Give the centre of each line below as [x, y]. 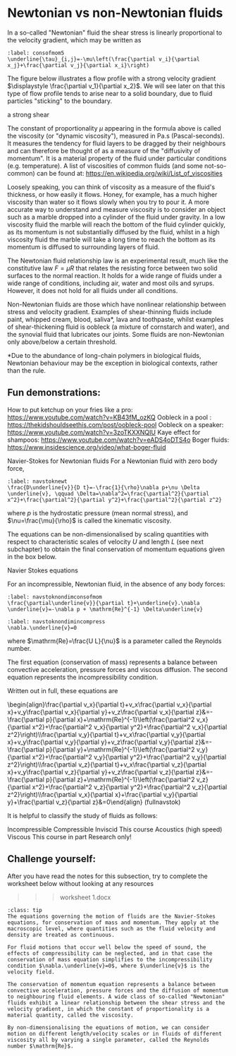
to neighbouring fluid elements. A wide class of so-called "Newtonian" [116, 997]
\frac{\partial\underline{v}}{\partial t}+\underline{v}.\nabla [104, 603]
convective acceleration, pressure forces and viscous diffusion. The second [117, 669]
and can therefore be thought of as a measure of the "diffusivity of [104, 150]
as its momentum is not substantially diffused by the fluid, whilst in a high [113, 232]
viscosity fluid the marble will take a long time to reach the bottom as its [112, 239]
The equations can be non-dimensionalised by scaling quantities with [108, 534]
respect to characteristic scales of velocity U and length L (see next [106, 541]
